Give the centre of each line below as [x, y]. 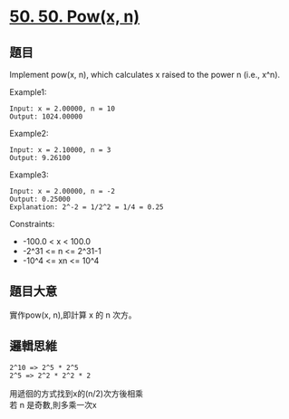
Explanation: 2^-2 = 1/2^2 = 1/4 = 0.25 [87, 207]
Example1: [28, 92]
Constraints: [32, 224]
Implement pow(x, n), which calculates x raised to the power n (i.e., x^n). [145, 75]
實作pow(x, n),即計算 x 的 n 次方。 [73, 315]
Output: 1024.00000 [46, 117]
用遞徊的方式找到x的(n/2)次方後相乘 [76, 393]
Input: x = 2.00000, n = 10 [63, 109]
